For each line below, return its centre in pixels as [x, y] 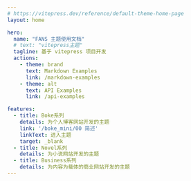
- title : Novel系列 [40, 148]
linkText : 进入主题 [45, 135]
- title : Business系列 [45, 161]
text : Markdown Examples [61, 71]
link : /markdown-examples [63, 77]
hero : [15, 32]
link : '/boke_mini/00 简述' [59, 128]
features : [21, 109]
